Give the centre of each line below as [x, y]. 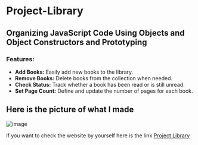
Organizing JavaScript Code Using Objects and [95, 33]
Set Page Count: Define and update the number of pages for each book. [104, 91]
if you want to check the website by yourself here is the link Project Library [98, 135]
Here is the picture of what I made [70, 110]
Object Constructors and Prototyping [77, 42]
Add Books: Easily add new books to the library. [74, 72]
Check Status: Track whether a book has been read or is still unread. [100, 84]
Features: [20, 59]
